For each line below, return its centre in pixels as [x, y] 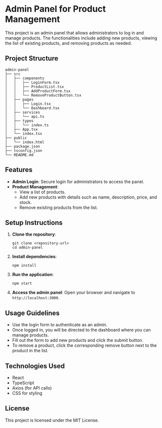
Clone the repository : [34, 234]
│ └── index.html [25, 142]
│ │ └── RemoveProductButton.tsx [43, 95]
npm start [22, 283]
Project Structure [32, 59]
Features [19, 170]
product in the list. [30, 351]
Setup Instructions [34, 223]
